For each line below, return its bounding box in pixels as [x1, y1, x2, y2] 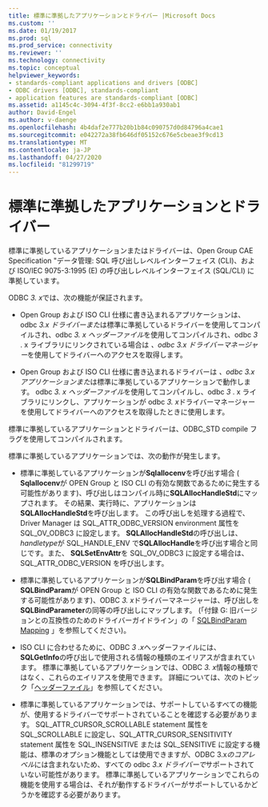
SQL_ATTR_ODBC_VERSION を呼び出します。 [19, 559, 169, 568]
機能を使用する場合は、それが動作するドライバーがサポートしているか [19, 780, 252, 789]
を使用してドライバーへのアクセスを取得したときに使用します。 [19, 407, 230, 417]
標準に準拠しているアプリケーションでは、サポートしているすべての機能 [19, 700, 258, 709]
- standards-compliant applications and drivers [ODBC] [8, 79, 198, 87]
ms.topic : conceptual [8, 64, 81, 72]
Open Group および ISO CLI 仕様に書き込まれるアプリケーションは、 [19, 310, 246, 320]
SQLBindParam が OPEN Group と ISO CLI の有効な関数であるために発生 [19, 586, 258, 595]
